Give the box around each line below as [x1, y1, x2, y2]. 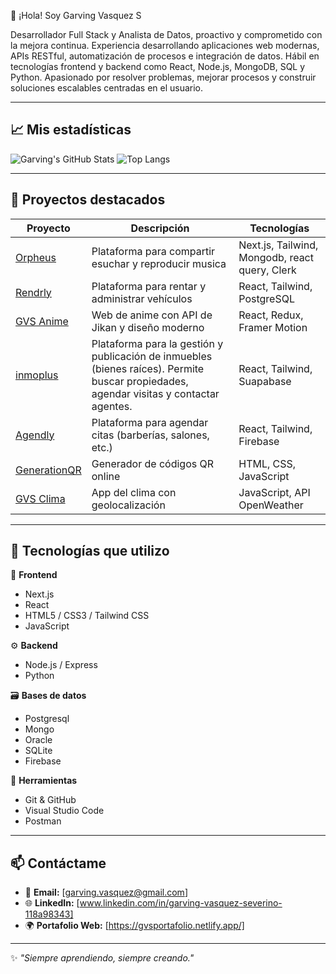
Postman [24, 815, 62, 827]
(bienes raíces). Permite [91, 361, 205, 375]
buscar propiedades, [91, 374, 189, 388]
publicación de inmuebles [91, 349, 213, 363]
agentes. [91, 399, 133, 413]
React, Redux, [238, 308, 304, 322]
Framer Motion [238, 320, 308, 334]
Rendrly [15, 285, 52, 299]
